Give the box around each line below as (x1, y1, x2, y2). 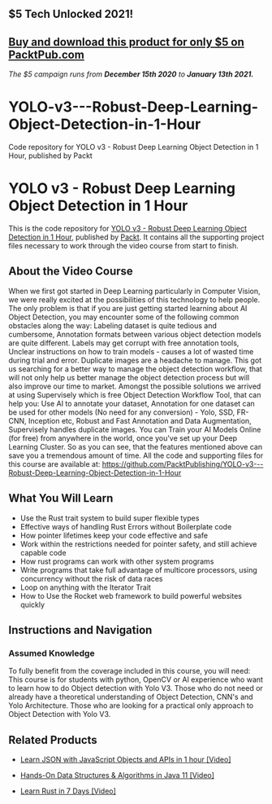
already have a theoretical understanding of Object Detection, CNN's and (8, 692, 253, 702)
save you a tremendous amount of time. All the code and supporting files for (8, 450, 264, 460)
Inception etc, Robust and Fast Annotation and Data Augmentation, (28, 415, 252, 425)
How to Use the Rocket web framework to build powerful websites (19, 591, 242, 600)
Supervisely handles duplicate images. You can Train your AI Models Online (8, 424, 261, 434)
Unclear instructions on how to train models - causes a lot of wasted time (8, 346, 254, 356)
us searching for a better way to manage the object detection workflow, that (8, 363, 262, 374)
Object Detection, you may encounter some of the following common (8, 312, 240, 322)
